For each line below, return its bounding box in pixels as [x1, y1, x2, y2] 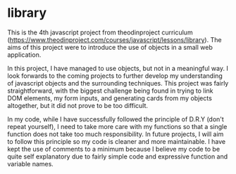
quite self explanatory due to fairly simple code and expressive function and [7, 152, 228, 161]
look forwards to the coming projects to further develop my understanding [7, 72, 223, 80]
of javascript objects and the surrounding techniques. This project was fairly [7, 79, 229, 87]
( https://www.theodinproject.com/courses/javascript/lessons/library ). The [7, 35, 222, 43]
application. [7, 51, 42, 59]
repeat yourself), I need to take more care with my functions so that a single [7, 122, 228, 130]
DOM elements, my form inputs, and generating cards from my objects [7, 93, 213, 102]
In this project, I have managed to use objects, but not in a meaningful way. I [7, 64, 229, 72]
